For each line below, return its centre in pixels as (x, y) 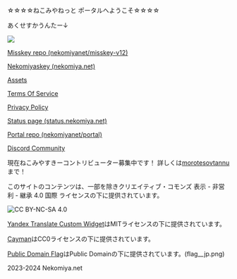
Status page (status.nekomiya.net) (57, 121)
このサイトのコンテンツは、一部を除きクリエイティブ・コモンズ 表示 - (109, 186)
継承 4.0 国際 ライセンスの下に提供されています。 (92, 195)
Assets (17, 80)
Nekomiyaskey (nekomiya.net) (51, 66)
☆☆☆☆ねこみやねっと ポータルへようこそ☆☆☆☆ (84, 10)
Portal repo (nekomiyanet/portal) (55, 135)
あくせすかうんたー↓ (38, 25)
